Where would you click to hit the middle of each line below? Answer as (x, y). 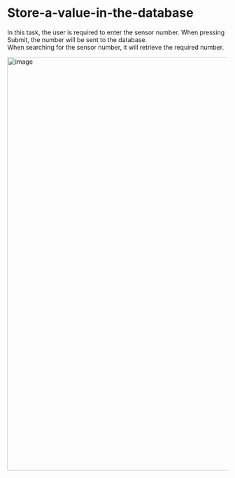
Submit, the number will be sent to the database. (77, 39)
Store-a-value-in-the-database (100, 13)
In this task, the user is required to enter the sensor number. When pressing (116, 32)
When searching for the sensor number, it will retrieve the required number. (116, 47)
